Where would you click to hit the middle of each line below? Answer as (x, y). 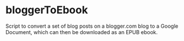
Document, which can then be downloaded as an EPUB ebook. (82, 32)
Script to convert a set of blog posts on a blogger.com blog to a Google (92, 26)
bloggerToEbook (47, 10)
